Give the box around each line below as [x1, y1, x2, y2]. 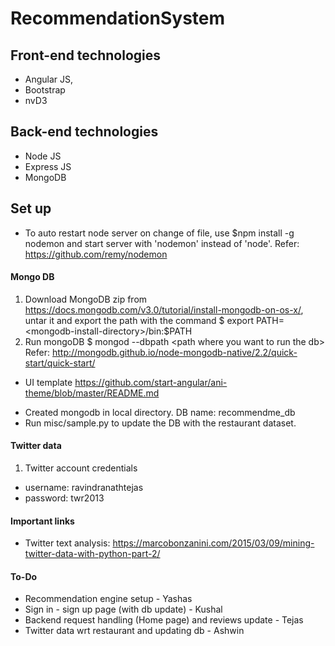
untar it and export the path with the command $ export [24, 314, 255, 326]
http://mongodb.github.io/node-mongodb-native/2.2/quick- [51, 346, 298, 358]
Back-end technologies [10, 123, 159, 141]
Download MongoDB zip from [24, 293, 148, 305]
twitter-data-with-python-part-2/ [24, 548, 161, 560]
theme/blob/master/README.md [24, 387, 160, 399]
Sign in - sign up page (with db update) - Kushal [24, 603, 223, 616]
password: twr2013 [24, 492, 105, 504]
